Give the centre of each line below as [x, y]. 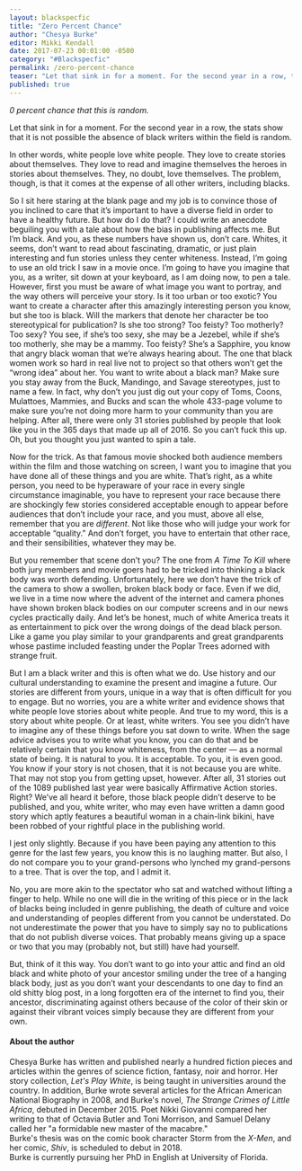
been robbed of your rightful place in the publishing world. [117, 825]
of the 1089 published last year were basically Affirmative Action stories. [143, 787]
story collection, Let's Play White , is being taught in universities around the [148, 1080]
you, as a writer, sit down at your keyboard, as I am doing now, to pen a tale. [150, 277]
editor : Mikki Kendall [52, 43]
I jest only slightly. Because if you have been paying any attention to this [143, 843]
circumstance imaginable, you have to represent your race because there [145, 494]
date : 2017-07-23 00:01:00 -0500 [72, 51]
